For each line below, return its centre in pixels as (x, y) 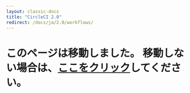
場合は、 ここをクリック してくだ (94, 68)
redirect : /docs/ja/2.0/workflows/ (50, 22)
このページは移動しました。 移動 (85, 53)
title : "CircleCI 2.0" (34, 17)
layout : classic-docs (33, 11)
